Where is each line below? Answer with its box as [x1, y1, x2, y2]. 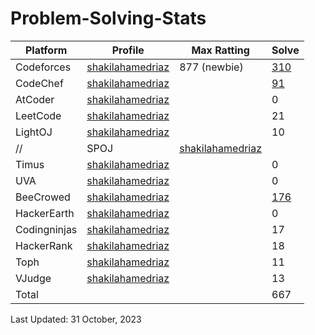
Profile [111, 43, 145, 57]
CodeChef [15, 76, 64, 90]
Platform [24, 43, 68, 57]
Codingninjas [15, 222, 78, 236]
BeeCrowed [15, 190, 71, 204]
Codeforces [15, 60, 72, 74]
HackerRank [15, 238, 73, 252]
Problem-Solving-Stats [10, 7, 207, 30]
